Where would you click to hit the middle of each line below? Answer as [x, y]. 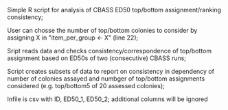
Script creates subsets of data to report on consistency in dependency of [111, 71]
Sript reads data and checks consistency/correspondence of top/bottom [109, 51]
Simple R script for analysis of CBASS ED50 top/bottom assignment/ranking [114, 10]
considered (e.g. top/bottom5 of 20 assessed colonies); [86, 86]
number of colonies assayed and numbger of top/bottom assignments [106, 79]
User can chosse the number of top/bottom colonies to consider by [102, 30]
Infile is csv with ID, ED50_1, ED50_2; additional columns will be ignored [107, 99]
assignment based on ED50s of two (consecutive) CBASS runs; [97, 58]
